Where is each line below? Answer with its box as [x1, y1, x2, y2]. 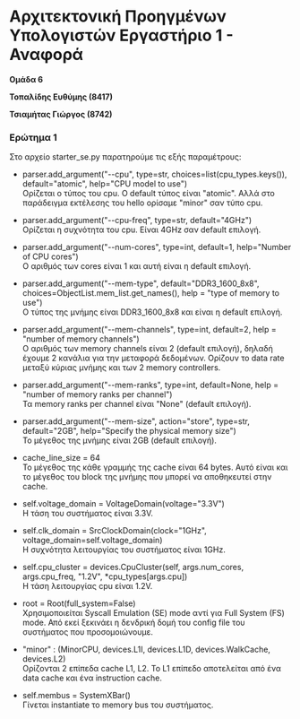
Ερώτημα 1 [9, 131, 58, 143]
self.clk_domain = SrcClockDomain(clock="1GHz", [21, 525, 208, 536]
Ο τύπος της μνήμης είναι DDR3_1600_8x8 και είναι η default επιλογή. [21, 307, 283, 317]
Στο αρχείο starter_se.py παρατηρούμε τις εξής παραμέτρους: [9, 152, 242, 162]
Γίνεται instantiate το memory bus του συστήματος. [21, 699, 214, 710]
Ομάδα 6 [9, 74, 43, 84]
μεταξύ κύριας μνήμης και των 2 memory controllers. [21, 362, 221, 373]
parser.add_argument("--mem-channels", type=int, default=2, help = [21, 325, 277, 335]
